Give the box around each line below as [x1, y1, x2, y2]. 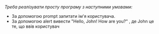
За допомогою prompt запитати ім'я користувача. [11, 13, 115, 19]
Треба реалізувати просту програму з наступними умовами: [4, 4, 133, 10]
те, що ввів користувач [11, 23, 60, 29]
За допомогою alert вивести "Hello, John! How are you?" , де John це [11, 19, 154, 24]
